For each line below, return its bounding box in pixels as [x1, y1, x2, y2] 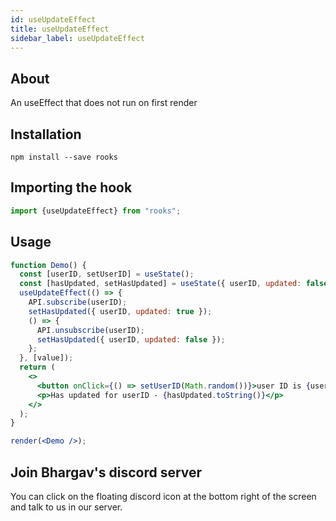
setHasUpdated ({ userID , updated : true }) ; [28, 306, 213, 316]
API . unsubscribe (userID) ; [36, 325, 145, 335]
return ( [19, 362, 56, 373]
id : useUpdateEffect [10, 14, 97, 25]
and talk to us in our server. [10, 501, 123, 513]
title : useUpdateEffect [10, 24, 110, 34]
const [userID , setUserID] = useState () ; [19, 269, 195, 280]
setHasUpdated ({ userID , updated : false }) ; [36, 334, 226, 345]
